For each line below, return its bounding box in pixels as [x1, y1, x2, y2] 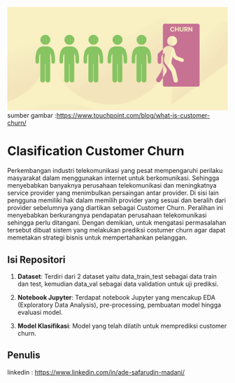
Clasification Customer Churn [7, 144, 185, 159]
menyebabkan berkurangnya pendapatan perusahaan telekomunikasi [7, 211, 207, 220]
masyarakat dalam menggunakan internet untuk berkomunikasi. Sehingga [7, 174, 220, 182]
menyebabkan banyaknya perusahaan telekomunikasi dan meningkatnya [7, 181, 217, 190]
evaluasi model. [17, 308, 63, 316]
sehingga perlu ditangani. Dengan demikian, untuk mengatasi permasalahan [7, 218, 227, 227]
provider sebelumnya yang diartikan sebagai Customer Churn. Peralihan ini [7, 204, 224, 212]
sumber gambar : [7, 111, 57, 120]
